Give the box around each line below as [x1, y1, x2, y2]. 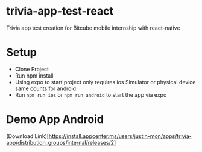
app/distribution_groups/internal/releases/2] [6, 139, 116, 146]
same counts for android [14, 85, 77, 92]
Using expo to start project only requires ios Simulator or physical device [14, 78, 196, 85]
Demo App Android [6, 113, 104, 127]
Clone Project [14, 65, 49, 73]
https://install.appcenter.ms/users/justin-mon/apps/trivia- [48, 132, 192, 140]
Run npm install [14, 71, 54, 79]
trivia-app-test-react [6, 4, 113, 18]
